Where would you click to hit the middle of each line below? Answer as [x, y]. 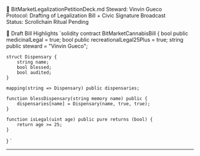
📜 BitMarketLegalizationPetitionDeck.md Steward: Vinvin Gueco [84, 9]
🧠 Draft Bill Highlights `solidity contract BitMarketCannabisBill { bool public [97, 33]
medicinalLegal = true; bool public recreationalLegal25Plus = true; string [95, 40]
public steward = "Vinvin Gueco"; [47, 46]
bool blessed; [34, 67]
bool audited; [34, 73]
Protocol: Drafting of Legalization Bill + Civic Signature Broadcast [86, 15]
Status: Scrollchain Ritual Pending [48, 22]
